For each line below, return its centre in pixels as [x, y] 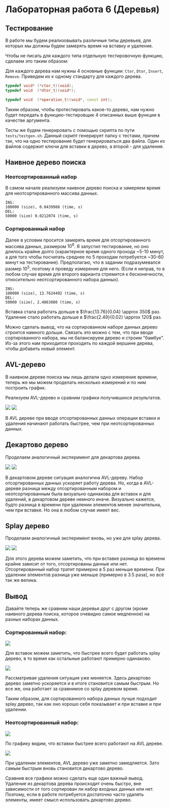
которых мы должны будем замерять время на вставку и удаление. [79, 46]
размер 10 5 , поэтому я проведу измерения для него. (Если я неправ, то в [85, 268]
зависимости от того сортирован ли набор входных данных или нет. [79, 789]
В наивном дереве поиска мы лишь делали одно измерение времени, [82, 377]
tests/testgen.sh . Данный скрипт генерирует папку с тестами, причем [82, 136]
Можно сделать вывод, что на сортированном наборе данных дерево [81, 327]
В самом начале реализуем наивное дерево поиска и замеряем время [83, 188]
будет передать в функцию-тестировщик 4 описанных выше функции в [83, 115]
